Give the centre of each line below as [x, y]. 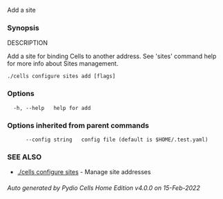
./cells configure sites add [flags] [61, 76]
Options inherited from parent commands [78, 125]
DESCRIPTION [28, 43]
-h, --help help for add [52, 108]
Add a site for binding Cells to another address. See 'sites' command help [112, 56]
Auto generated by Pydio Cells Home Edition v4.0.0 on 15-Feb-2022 [104, 188]
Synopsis [23, 28]
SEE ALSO [25, 157]
